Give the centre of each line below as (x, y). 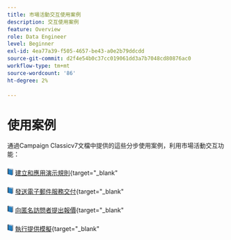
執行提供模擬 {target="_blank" (57, 229)
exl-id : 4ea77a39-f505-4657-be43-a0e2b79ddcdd (76, 51)
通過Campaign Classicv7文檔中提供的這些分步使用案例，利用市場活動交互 (113, 146)
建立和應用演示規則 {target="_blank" (66, 173)
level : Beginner (31, 44)
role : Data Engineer (37, 37)
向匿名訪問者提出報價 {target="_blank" (69, 210)
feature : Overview (34, 29)
